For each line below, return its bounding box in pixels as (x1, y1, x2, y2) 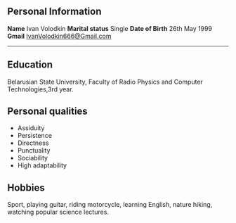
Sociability (17, 154, 48, 163)
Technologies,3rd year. (7, 84, 74, 94)
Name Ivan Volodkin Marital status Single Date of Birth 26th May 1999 (7, 24, 213, 32)
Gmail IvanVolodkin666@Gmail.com (7, 32, 112, 40)
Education (7, 59, 53, 71)
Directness (17, 139, 49, 147)
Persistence (17, 132, 53, 140)
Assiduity (17, 124, 45, 132)
